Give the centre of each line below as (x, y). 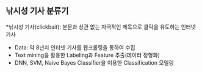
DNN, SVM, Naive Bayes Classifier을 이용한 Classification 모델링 (94, 62)
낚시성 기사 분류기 (37, 11)
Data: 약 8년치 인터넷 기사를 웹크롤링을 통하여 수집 (75, 47)
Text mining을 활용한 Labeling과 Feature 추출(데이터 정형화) (87, 55)
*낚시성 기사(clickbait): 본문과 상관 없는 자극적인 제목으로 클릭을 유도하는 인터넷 (101, 27)
